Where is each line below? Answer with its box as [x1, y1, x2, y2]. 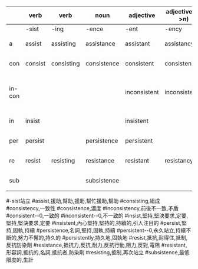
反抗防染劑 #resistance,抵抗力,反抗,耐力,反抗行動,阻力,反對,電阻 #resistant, [6, 241, 187, 248]
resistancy [164, 157, 193, 164]
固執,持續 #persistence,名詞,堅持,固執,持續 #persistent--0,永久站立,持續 [12, 227, 186, 234]
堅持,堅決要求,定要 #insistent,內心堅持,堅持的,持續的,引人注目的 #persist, [6, 220, 181, 226]
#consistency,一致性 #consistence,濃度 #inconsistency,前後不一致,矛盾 [6, 205, 179, 211]
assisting [51, 39, 76, 48]
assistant [124, 39, 150, 48]
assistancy [164, 39, 194, 48]
